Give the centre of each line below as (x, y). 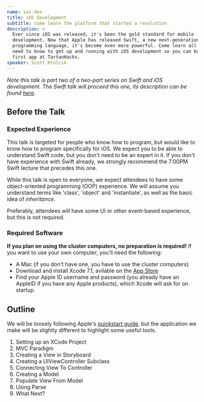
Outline (21, 309)
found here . (21, 93)
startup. (25, 290)
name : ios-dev (25, 12)
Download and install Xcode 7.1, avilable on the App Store (87, 271)
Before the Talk (36, 112)
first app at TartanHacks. (46, 57)
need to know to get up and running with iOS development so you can (102, 52)
